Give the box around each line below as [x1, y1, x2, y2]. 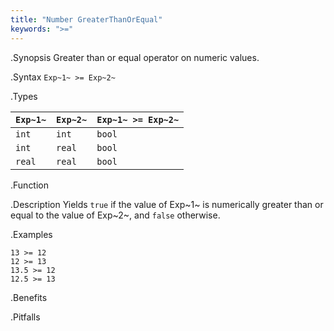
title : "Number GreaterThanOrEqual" [10, 14, 163, 25]
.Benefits [10, 291, 48, 303]
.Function [10, 179, 50, 191]
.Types [10, 90, 38, 102]
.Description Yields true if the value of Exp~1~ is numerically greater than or [10, 198, 324, 210]
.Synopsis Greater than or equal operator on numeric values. [10, 51, 260, 63]
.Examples [10, 228, 53, 240]
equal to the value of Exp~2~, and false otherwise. [10, 209, 221, 221]
